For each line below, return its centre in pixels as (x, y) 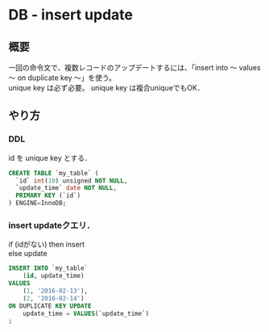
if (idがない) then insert (47, 245)
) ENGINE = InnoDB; (37, 204)
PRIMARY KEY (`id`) (48, 195)
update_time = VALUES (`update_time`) (86, 313)
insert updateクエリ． (52, 225)
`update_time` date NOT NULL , (66, 188)
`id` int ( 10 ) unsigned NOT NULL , (72, 181)
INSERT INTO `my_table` (48, 268)
